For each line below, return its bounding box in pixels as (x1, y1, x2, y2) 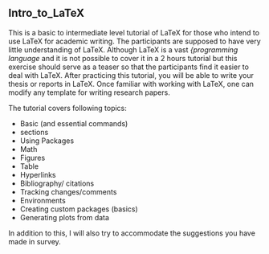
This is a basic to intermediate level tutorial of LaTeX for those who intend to (8, 27, 259, 37)
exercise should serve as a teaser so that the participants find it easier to (8, 62, 249, 72)
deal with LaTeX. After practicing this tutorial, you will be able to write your (8, 70, 255, 80)
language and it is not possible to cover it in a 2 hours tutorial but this (8, 53, 238, 63)
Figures (19, 153, 46, 162)
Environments (19, 195, 66, 205)
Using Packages (19, 136, 75, 145)
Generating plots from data (19, 212, 110, 222)
